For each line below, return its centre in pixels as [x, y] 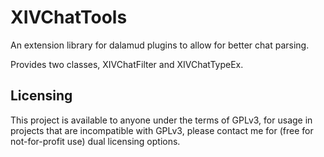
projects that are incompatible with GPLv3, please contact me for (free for [162, 130]
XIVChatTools [69, 17]
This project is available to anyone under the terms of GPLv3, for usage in [161, 120]
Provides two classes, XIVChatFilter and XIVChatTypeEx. [127, 64]
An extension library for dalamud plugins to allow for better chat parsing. [160, 45]
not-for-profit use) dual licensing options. [95, 141]
